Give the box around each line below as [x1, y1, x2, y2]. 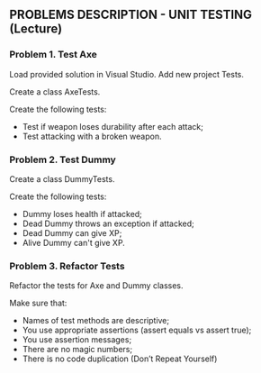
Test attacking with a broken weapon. [22, 131, 162, 141]
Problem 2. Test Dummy [9, 153, 117, 166]
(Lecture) [9, 22, 63, 37]
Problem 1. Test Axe [9, 49, 97, 61]
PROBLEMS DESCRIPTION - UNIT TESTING [9, 7, 253, 23]
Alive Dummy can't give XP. [22, 237, 126, 248]
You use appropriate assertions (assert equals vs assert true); [22, 324, 252, 336]
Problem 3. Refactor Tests [9, 259, 125, 272]
